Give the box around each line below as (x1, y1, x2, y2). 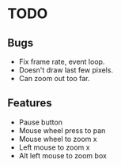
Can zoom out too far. (18, 74, 90, 83)
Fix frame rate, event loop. (18, 57, 105, 66)
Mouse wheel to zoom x (18, 134, 97, 143)
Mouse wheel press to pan (18, 125, 106, 135)
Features (7, 96, 52, 110)
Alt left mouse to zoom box (18, 150, 108, 160)
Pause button (18, 117, 62, 127)
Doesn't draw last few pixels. (18, 65, 114, 75)
